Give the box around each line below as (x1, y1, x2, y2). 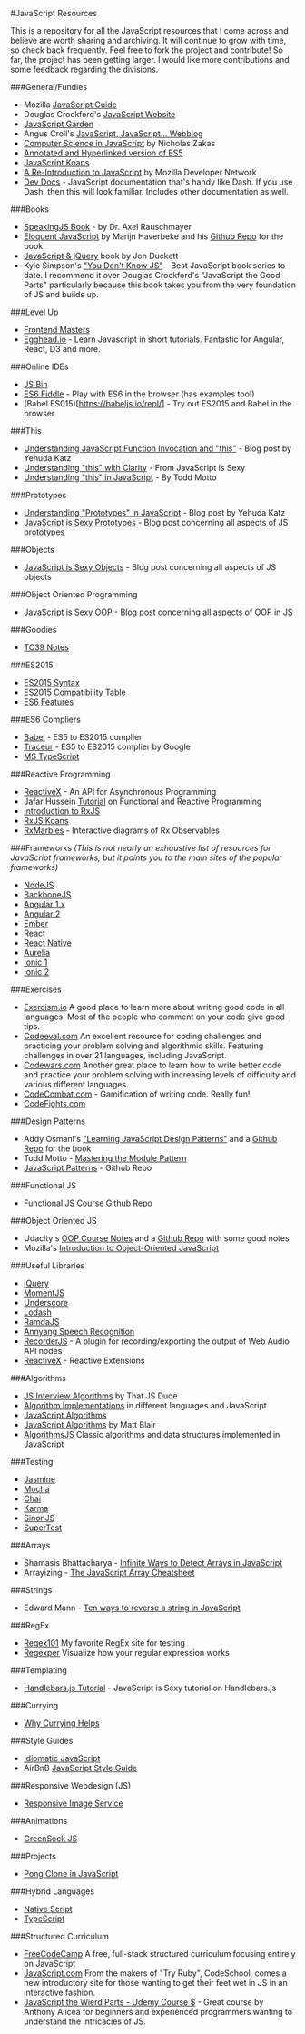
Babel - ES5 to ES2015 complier (23, 732, 143, 742)
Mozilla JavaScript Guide (23, 99, 117, 110)
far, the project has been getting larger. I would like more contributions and (10, 55, 290, 65)
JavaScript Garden (23, 118, 94, 129)
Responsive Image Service (23, 1798, 123, 1809)
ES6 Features (23, 696, 74, 707)
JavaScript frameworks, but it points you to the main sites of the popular (10, 852, 282, 863)
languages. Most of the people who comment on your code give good (23, 1011, 285, 1022)
